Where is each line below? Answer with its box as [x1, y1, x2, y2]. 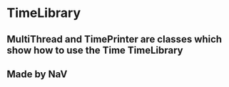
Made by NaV [6, 68, 68, 80]
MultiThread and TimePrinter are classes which [6, 33, 223, 45]
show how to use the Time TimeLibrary [6, 44, 183, 56]
